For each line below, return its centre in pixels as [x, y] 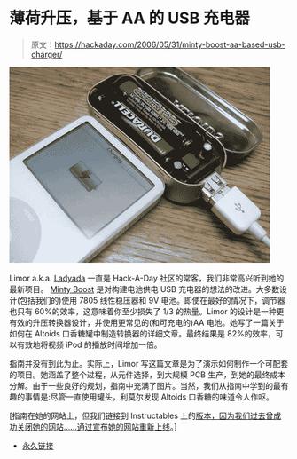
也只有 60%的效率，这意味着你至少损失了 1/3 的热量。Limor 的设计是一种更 [147, 311]
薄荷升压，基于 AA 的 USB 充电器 [130, 18]
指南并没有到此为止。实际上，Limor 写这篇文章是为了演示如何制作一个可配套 [149, 363]
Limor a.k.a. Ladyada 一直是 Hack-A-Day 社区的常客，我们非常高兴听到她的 [147, 278]
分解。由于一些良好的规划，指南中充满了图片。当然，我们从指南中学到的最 [145, 385]
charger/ [47, 54]
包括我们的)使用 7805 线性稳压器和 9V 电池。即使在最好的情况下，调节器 [152, 300]
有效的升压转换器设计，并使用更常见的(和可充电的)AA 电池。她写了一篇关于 [147, 322]
